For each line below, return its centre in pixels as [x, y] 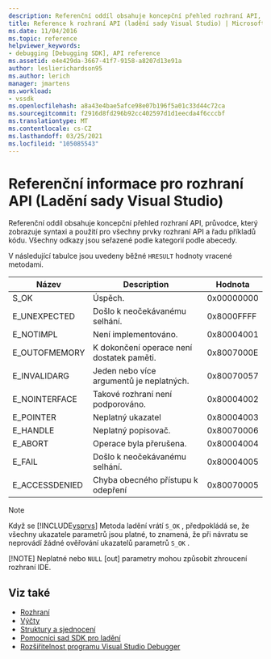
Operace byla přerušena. [140, 444]
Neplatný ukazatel [127, 417]
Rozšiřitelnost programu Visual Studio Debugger [100, 647]
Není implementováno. [135, 335]
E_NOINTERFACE [45, 399]
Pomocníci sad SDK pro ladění [70, 638]
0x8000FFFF [232, 316]
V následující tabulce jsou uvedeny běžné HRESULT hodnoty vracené [120, 256]
